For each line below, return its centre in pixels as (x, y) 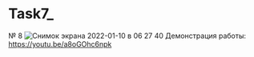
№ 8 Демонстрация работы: (127, 36)
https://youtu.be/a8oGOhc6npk (60, 44)
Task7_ (31, 14)
